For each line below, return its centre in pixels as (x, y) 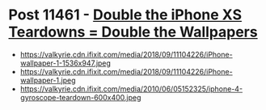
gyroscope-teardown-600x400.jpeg (80, 97)
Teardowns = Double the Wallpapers (133, 32)
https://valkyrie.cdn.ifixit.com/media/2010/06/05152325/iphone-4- (131, 89)
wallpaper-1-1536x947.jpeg (65, 63)
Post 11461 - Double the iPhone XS (125, 15)
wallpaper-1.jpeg (48, 80)
